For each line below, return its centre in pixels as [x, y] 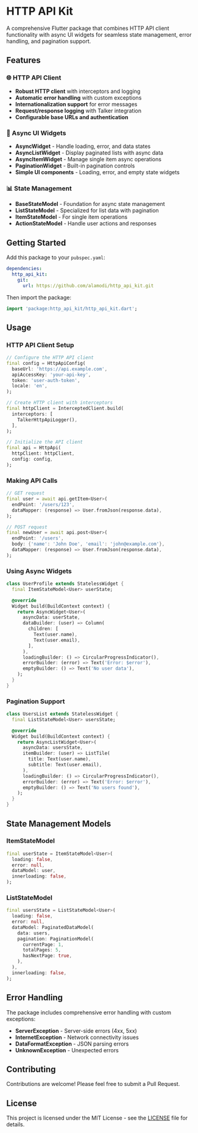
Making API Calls [32, 480]
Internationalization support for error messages [76, 104]
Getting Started [36, 243]
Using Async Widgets [39, 571]
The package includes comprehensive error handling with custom [89, 1012]
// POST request [27, 527]
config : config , [32, 460]
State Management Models [59, 823]
